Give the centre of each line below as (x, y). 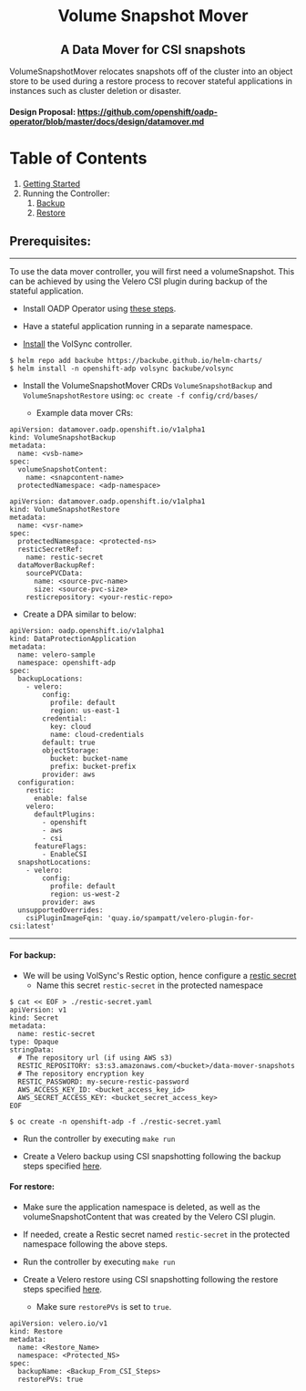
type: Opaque (34, 1042)
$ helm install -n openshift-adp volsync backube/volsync (122, 369)
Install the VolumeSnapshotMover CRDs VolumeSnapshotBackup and (148, 386)
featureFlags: (61, 846)
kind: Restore (36, 1331)
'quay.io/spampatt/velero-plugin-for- (181, 919)
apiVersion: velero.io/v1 (58, 1324)
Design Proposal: (42, 111)
